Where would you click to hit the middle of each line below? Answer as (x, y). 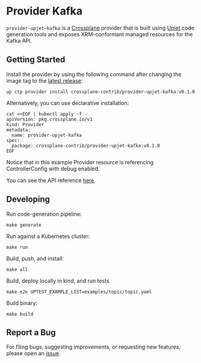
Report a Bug (31, 332)
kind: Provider (25, 124)
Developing (28, 200)
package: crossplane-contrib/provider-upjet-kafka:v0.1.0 (86, 146)
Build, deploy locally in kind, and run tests (58, 281)
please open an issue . (33, 353)
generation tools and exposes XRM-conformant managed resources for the (100, 34)
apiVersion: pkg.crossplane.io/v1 (50, 119)
